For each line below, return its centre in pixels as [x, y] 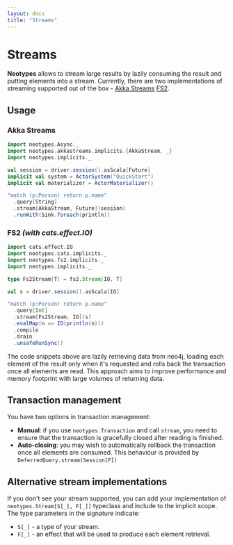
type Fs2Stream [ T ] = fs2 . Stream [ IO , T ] [65, 279]
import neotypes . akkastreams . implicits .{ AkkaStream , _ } [90, 151]
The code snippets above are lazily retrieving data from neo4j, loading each [115, 356]
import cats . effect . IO [40, 247]
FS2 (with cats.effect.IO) [50, 232]
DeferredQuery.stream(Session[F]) [67, 461]
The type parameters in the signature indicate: [74, 513]
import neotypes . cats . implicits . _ [57, 254]
